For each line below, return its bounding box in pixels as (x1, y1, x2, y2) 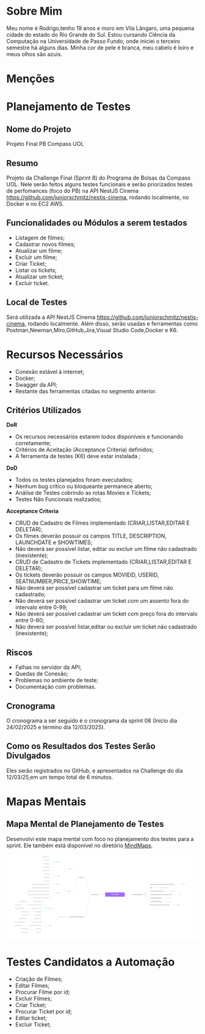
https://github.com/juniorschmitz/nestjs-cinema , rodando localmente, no (6, 194, 189, 201)
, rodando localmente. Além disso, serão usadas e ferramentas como (24, 319, 198, 327)
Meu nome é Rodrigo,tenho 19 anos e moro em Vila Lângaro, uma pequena (6, 24, 195, 32)
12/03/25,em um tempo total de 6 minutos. (6, 773, 113, 781)
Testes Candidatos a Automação (6, 955, 175, 969)
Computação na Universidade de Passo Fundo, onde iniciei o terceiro (6, 37, 181, 45)
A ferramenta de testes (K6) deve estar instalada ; (15, 453, 141, 460)
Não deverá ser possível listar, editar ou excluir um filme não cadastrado (15, 545, 197, 553)
